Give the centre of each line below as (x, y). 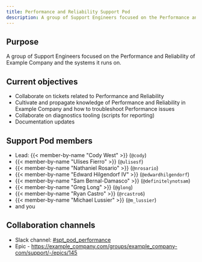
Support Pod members (50, 141)
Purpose (23, 42)
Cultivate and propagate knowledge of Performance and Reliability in (100, 102)
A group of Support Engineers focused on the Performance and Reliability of (101, 56)
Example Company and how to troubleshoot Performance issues (95, 109)
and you (25, 206)
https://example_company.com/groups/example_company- (104, 246)
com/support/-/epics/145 (46, 252)
